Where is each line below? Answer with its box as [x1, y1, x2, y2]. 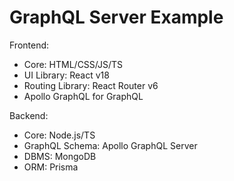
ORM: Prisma [23, 161, 79, 173]
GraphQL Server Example [9, 6, 224, 29]
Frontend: [9, 39, 50, 51]
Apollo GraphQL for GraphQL [23, 90, 144, 102]
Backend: [9, 109, 49, 121]
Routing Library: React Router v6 [23, 79, 159, 91]
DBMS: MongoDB [23, 150, 97, 162]
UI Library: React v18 [23, 69, 110, 81]
